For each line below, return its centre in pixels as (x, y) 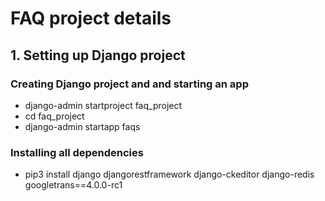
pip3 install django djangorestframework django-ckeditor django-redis (169, 174)
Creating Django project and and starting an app (129, 84)
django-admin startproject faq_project (103, 105)
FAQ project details (91, 18)
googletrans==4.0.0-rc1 (73, 185)
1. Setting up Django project (98, 55)
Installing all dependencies (77, 152)
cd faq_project (54, 116)
